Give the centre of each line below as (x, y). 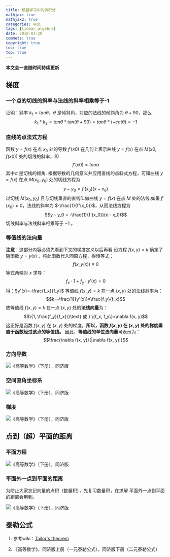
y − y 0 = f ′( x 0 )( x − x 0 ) (86, 189)
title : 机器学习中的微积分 (31, 10)
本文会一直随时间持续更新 (32, 67)
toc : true (16, 48)
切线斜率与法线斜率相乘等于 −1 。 (41, 223)
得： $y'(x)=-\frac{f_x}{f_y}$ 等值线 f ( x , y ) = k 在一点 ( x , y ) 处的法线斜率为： (84, 291)
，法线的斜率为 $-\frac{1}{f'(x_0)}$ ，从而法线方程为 (77, 205)
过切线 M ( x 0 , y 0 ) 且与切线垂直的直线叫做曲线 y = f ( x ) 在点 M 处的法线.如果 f (84, 199)
